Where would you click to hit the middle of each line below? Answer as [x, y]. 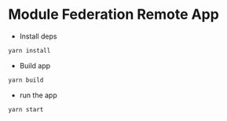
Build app [35, 65]
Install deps [38, 36]
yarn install [29, 50]
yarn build [26, 80]
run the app [38, 95]
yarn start [26, 109]
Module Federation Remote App [114, 15]
